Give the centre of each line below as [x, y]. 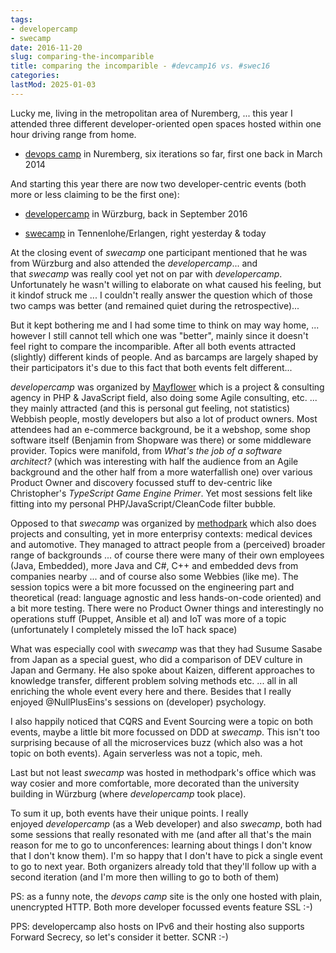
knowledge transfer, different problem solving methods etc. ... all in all [154, 680]
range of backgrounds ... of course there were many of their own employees [167, 555]
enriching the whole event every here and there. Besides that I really [151, 691]
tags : [21, 19]
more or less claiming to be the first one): [95, 194]
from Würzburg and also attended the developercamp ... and [134, 263]
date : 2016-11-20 [46, 47]
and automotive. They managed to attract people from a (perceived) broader [168, 544]
